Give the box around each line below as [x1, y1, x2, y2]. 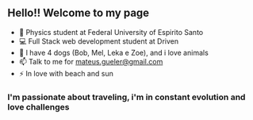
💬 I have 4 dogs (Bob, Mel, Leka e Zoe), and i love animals [18, 48, 209, 57]
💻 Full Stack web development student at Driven [18, 36, 179, 46]
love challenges [7, 101, 70, 112]
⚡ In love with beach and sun [18, 68, 114, 78]
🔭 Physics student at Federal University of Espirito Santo [18, 27, 204, 37]
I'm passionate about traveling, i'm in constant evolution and [7, 91, 246, 103]
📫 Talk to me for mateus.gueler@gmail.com [18, 56, 163, 66]
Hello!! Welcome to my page [7, 6, 150, 20]
